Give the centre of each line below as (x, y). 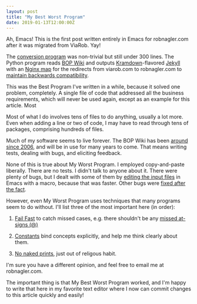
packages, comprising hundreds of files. (55, 129)
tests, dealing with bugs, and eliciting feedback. (64, 153)
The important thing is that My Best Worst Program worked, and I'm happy (96, 283)
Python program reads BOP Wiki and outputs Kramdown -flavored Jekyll (93, 63)
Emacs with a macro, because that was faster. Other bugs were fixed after (96, 183)
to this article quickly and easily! (45, 295)
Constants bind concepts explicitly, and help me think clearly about (96, 236)
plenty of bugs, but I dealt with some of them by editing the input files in (93, 177)
